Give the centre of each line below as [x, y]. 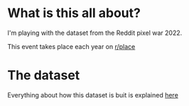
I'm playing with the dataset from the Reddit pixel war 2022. [95, 33]
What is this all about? [74, 13]
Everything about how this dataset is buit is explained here [93, 95]
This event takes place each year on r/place [71, 46]
